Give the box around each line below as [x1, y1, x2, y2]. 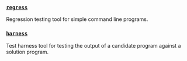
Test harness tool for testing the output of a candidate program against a [6, 42, 181, 49]
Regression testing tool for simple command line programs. [6, 16, 148, 23]
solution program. [6, 48, 49, 55]
